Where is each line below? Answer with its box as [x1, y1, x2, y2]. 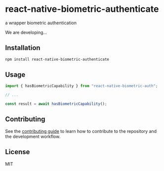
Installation [5, 43, 41, 52]
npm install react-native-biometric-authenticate [5, 57, 110, 62]
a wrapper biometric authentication [5, 20, 77, 26]
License [5, 148, 30, 156]
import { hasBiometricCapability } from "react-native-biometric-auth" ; [5, 84, 158, 88]
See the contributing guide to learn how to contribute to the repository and [5, 128, 157, 134]
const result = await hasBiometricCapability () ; [5, 101, 107, 107]
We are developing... [5, 29, 47, 35]
